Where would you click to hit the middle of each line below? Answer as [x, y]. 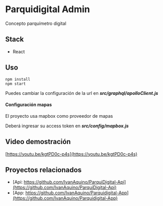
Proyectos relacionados [44, 170]
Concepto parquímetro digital [36, 23]
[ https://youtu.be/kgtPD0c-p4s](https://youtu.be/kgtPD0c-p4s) [71, 154]
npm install [18, 79]
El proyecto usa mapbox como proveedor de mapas [59, 116]
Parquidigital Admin [48, 9]
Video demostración [38, 142]
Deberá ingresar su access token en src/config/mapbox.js [67, 126]
